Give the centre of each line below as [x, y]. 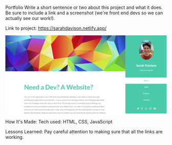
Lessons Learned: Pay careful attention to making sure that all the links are [84, 131]
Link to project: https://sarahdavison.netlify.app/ [56, 28]
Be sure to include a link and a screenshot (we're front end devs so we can [84, 13]
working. [15, 137]
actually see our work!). [30, 18]
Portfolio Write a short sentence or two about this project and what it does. [84, 7]
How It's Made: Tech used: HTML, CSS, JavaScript [59, 121]
